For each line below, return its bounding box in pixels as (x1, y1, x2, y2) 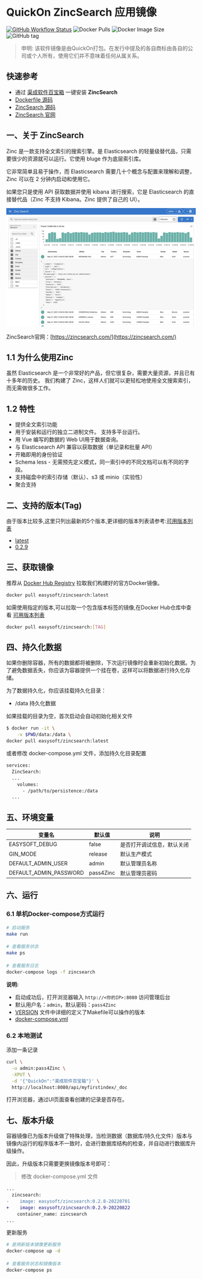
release (89, 850, 108, 857)
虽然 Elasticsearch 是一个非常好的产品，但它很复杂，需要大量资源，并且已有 (6, 369, 195, 376)
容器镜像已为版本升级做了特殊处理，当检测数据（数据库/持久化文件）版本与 (6, 1132, 193, 1139)
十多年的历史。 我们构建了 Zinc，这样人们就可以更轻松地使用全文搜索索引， (6, 377, 194, 384)
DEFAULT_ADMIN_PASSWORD (8, 870, 84, 877)
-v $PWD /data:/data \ (17, 732, 71, 738)
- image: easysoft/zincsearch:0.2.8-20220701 (6, 1198, 130, 1204)
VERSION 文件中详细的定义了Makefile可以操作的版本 (14, 1008, 145, 1016)
